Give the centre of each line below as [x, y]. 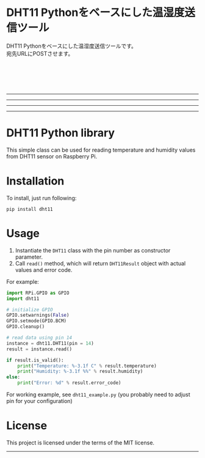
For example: [23, 281]
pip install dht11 [30, 209]
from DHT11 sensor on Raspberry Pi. [52, 156]
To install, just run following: [41, 198]
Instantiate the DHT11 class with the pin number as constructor [93, 250]
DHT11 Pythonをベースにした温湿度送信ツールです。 [72, 46]
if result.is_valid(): [35, 360]
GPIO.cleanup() [26, 327]
